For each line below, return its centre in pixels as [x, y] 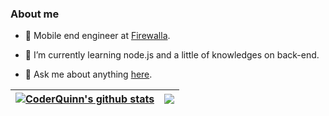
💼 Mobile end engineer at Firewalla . [97, 36]
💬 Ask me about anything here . [88, 74]
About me [35, 14]
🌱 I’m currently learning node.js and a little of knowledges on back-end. [172, 55]
